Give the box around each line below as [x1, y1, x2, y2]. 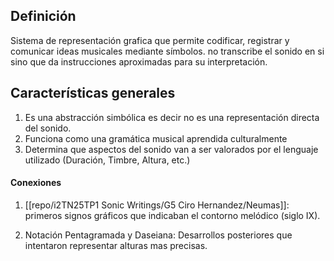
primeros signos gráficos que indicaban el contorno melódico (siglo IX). [24, 209, 321, 221]
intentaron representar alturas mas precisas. [24, 239, 208, 251]
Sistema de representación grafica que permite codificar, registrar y [10, 34, 290, 46]
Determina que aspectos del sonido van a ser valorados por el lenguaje [24, 143, 319, 155]
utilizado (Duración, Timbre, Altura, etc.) [24, 154, 191, 166]
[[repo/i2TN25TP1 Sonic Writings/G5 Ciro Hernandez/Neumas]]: [24, 199, 290, 211]
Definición [10, 8, 77, 25]
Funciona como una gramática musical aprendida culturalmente [24, 132, 288, 144]
